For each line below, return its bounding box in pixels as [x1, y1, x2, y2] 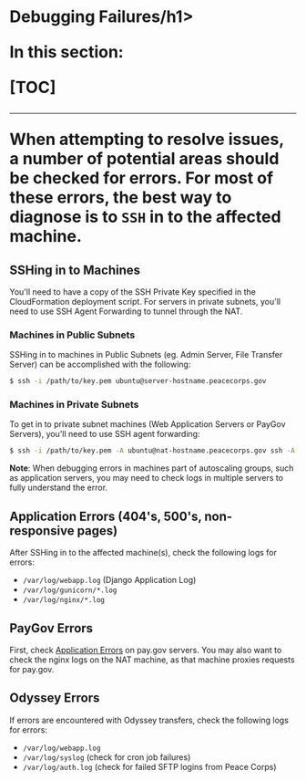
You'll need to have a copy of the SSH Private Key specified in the [9, 286, 257, 297]
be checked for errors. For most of [9, 168, 274, 189]
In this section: [9, 42, 125, 63]
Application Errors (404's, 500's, [9, 508, 202, 524]
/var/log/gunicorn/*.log [22, 586, 117, 595]
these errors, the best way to [9, 187, 232, 208]
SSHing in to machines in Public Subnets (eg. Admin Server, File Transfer [9, 349, 283, 360]
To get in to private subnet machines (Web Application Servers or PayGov [9, 419, 286, 430]
